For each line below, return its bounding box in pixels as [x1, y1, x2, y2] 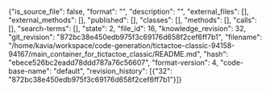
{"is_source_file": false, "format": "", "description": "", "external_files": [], [8, 7, 249, 16]
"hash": [203, 50, 229, 58]
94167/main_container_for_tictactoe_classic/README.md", [8, 50, 202, 58]
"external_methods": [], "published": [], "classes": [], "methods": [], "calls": [8, 15, 258, 25]
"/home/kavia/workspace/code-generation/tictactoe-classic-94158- [8, 41, 235, 50]
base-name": [8, 66, 52, 75]
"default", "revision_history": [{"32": [53, 66, 173, 75]
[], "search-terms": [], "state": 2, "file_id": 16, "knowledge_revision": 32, [8, 24, 247, 33]
